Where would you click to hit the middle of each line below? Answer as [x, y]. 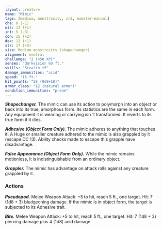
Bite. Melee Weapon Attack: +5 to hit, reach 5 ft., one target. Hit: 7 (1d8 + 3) [81, 216]
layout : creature [23, 9]
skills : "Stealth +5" [27, 68]
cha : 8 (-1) [17, 23]
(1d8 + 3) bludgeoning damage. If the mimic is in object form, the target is [79, 202]
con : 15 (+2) [18, 37]
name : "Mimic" [19, 14]
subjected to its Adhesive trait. [35, 207]
